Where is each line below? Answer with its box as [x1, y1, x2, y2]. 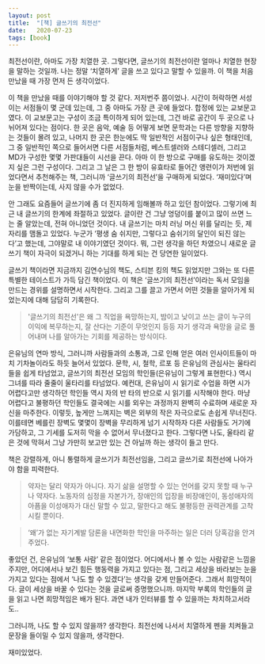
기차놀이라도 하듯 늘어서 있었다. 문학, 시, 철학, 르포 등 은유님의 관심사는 [16, 358, 236, 368]
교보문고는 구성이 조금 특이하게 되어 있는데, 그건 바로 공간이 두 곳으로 [32, 113, 247, 123]
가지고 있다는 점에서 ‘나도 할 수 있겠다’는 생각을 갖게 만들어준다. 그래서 [8, 574, 225, 584]
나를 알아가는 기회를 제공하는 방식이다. [48, 332, 168, 342]
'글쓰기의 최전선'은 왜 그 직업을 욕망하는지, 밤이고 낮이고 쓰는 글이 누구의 [27, 312, 252, 322]
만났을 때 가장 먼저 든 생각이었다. [8, 76, 110, 86]
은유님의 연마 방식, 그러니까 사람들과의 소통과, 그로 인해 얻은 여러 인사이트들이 [8, 349, 249, 358]
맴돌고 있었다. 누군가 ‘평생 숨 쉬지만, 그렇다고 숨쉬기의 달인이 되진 [28, 229, 232, 239]
